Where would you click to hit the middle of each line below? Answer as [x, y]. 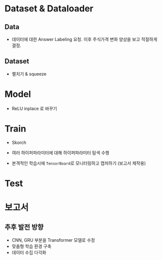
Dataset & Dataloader [49, 9]
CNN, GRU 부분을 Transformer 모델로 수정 [53, 240]
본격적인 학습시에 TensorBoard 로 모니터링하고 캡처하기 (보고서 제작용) [79, 163]
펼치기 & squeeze [29, 74]
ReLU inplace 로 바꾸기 [34, 108]
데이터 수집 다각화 [29, 252]
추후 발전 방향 [24, 227]
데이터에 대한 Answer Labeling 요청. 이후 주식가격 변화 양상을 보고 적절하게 [84, 39]
